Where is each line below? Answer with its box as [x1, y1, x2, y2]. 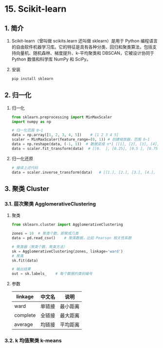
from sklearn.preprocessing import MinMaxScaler [11, 115, 112, 120]
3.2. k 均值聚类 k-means [4, 337, 62, 344]
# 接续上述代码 [11, 165, 38, 170]
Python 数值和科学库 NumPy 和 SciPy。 [11, 56, 91, 62]
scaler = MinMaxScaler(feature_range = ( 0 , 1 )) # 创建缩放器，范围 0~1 [11, 137, 150, 142]
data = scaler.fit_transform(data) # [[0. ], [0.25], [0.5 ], [11, 146, 145, 151]
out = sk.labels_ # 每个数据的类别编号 [11, 271, 93, 276]
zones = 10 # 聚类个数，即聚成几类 [11, 231, 79, 236]
